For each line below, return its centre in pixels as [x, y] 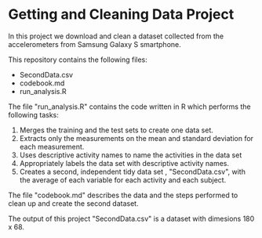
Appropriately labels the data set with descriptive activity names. [124, 163]
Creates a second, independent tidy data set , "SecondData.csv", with [132, 171]
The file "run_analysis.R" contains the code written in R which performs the [129, 106]
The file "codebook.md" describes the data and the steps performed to [123, 195]
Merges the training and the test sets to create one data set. [116, 130]
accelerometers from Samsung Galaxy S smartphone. [95, 44]
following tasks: [33, 114]
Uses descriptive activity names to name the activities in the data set [131, 155]
